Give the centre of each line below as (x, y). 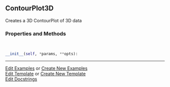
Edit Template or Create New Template (46, 73)
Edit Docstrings (21, 79)
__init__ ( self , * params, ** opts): (42, 54)
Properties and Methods (36, 33)
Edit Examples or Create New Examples (46, 68)
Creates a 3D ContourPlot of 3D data (44, 20)
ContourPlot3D (30, 8)
